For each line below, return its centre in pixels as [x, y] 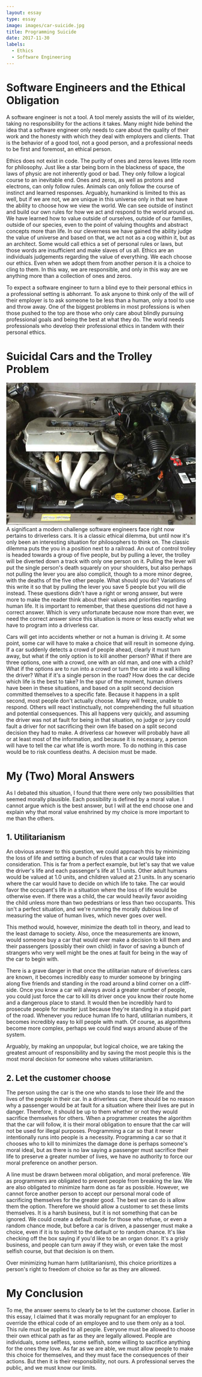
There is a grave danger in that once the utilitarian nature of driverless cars [99, 971]
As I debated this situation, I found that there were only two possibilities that [100, 793]
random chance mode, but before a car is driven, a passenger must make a [99, 1226]
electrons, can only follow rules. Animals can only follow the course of [93, 186]
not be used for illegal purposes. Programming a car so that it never [90, 1131]
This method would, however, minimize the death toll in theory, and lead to [98, 927]
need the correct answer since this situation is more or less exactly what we [100, 618]
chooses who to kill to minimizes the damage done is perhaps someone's [97, 1144]
